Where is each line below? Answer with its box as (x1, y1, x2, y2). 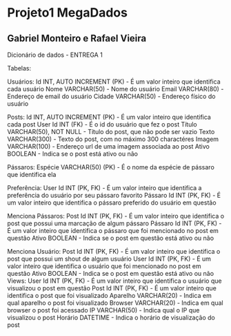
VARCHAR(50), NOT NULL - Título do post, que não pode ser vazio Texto (7, 128, 215, 136)
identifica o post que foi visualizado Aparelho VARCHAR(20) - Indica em (7, 292, 212, 299)
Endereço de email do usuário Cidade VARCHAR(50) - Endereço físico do (7, 92, 216, 100)
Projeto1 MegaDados (7, 5, 128, 21)
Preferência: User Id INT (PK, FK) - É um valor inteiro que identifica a (7, 184, 202, 192)
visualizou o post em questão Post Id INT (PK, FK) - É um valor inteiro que (7, 284, 217, 292)
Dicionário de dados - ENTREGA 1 (7, 50, 103, 59)
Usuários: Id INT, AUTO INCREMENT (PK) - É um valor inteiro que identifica (7, 77, 221, 86)
